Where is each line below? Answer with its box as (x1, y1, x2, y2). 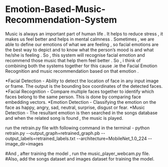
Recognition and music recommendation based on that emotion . (5, 68, 139, 74)
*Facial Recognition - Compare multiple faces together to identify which (5, 88, 154, 94)
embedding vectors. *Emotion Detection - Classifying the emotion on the (5, 99, 156, 105)
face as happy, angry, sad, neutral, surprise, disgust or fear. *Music (5, 104, 145, 110)
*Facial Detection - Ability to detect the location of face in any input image (5, 78, 159, 84)
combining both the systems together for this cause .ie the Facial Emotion (5, 63, 157, 69)
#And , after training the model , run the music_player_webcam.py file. (5, 150, 150, 156)
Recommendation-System (5, 14, 117, 26)
